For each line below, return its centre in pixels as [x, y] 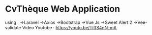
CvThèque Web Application [63, 9]
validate [13, 27]
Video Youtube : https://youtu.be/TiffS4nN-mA [69, 27]
